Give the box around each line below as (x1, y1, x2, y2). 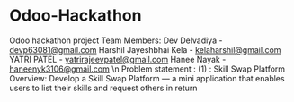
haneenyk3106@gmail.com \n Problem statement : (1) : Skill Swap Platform (9, 64, 286, 74)
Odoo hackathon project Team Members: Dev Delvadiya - (9, 35, 223, 46)
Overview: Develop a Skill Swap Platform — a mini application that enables (9, 72, 285, 83)
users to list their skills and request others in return (9, 82, 198, 93)
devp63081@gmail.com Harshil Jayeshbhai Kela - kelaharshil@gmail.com (9, 44, 281, 55)
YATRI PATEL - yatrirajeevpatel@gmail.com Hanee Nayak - (9, 54, 227, 64)
